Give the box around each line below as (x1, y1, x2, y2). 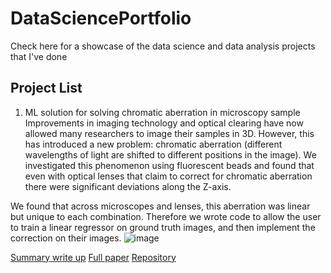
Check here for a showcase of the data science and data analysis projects (10, 40, 316, 52)
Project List (10, 80, 83, 97)
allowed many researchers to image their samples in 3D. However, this (24, 127, 315, 139)
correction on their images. (10, 232, 122, 244)
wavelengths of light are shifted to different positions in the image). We (24, 148, 317, 161)
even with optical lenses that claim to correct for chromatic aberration (24, 170, 313, 182)
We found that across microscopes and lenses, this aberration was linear (10, 200, 311, 212)
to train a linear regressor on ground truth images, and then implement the (10, 221, 316, 233)
